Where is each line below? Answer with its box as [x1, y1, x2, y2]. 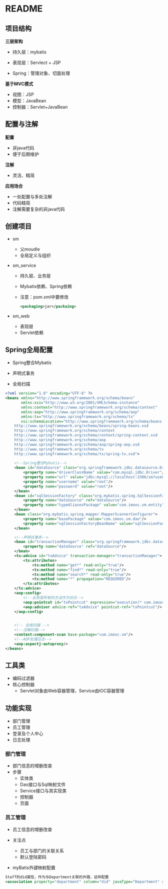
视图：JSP [12, 91, 34, 97]
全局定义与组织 [19, 252, 51, 258]
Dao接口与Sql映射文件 [19, 781, 66, 787]
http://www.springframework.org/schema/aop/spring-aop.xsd [14, 442, 140, 447]
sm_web [12, 313, 30, 319]
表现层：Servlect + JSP [12, 59, 61, 65]
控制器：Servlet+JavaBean [12, 104, 68, 110]
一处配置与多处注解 [12, 193, 52, 199]
